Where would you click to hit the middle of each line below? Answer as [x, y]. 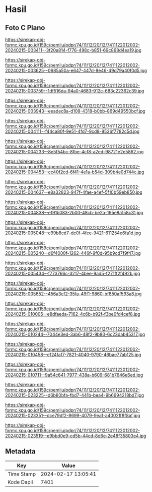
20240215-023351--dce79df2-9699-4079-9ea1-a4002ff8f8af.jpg [73, 415]
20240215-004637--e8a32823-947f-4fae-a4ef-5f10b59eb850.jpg [74, 192]
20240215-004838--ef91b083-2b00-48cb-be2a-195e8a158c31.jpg [74, 213]
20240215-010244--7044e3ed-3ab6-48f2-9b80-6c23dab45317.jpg [75, 334]
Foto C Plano [25, 28]
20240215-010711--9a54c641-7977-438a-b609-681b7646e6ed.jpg [74, 375]
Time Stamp [22, 474]
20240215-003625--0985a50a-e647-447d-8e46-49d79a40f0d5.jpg [76, 70]
